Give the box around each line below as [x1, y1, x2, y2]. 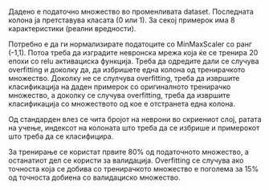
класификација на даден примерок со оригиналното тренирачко [8, 82, 231, 91]
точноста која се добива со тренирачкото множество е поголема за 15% [8, 164, 259, 173]
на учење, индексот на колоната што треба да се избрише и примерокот [8, 123, 260, 132]
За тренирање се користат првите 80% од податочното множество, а [8, 148, 249, 156]
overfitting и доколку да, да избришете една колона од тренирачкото [8, 65, 246, 75]
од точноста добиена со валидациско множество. [8, 172, 181, 182]
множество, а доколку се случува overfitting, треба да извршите [8, 91, 230, 99]
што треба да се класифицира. [8, 131, 114, 141]
